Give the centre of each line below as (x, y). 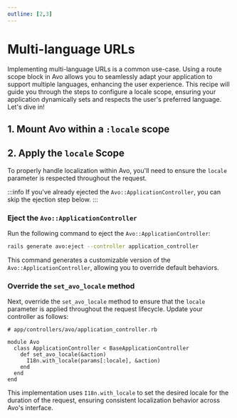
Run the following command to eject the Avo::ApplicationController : (109, 234)
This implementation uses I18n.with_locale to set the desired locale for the (118, 393)
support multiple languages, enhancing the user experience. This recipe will (118, 84)
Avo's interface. (30, 408)
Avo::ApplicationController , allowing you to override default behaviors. (113, 267)
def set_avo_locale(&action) (63, 355)
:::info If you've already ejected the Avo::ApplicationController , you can (114, 192)
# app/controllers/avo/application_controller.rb (83, 330)
